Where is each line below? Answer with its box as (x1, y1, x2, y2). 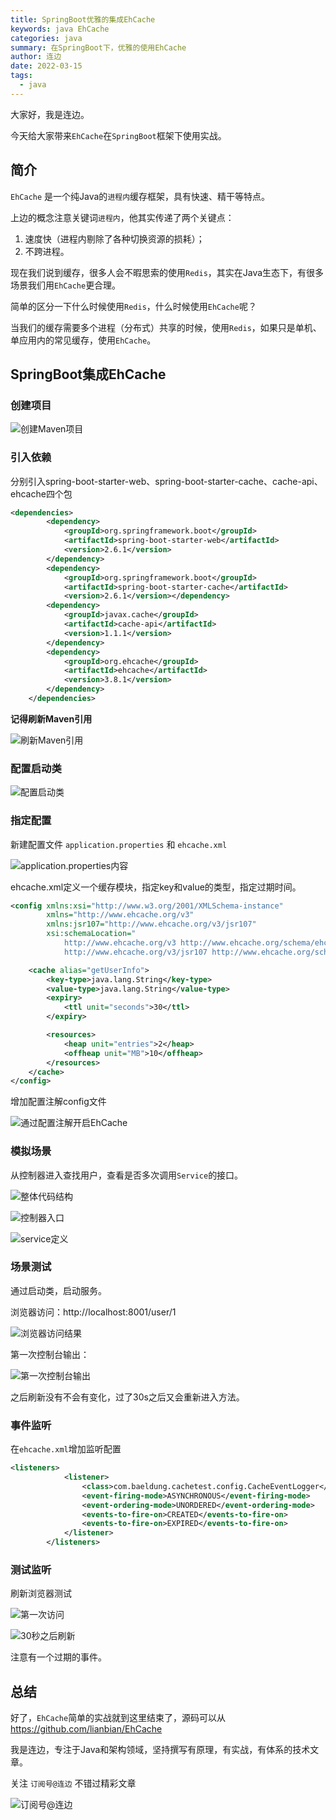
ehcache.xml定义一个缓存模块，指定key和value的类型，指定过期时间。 (10, 881, 302, 893)
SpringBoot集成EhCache (10, 366, 167, 383)
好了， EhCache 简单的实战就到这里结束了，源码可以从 (10, 1712, 227, 1724)
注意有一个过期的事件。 (10, 1651, 107, 1663)
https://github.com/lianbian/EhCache (10, 1723, 163, 1735)
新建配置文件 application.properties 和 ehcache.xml (10, 838, 228, 850)
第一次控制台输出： (10, 1348, 90, 1360)
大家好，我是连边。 (10, 108, 90, 120)
